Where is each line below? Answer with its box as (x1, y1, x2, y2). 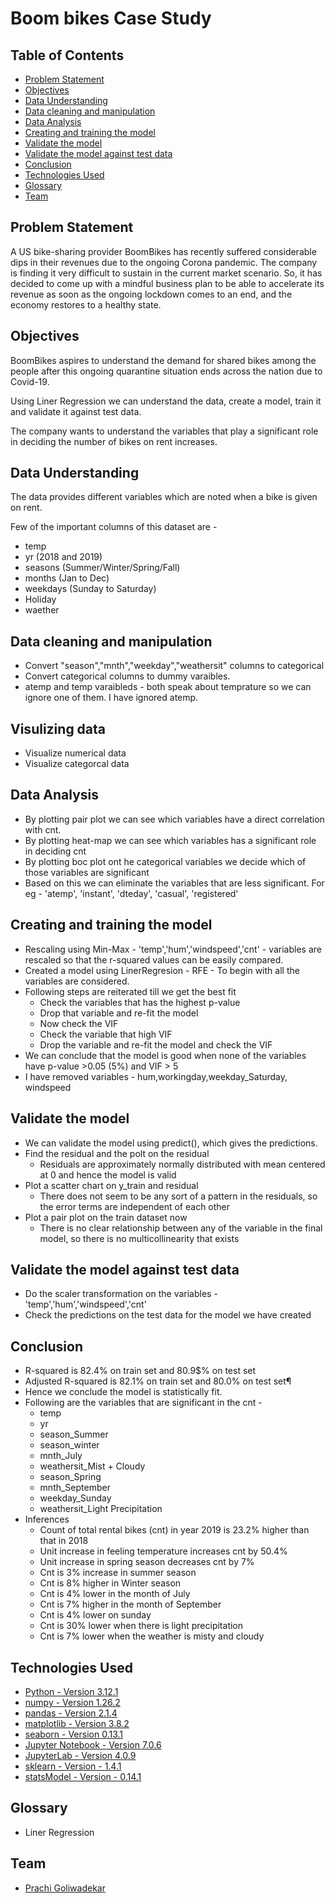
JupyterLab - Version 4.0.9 (24, 1749, 137, 1761)
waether (24, 604, 60, 616)
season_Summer (39, 1428, 109, 1441)
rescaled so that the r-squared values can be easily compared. (24, 953, 284, 966)
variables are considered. (24, 975, 130, 987)
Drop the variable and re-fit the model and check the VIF (39, 1038, 273, 1051)
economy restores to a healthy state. (10, 298, 162, 311)
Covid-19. (10, 375, 50, 387)
